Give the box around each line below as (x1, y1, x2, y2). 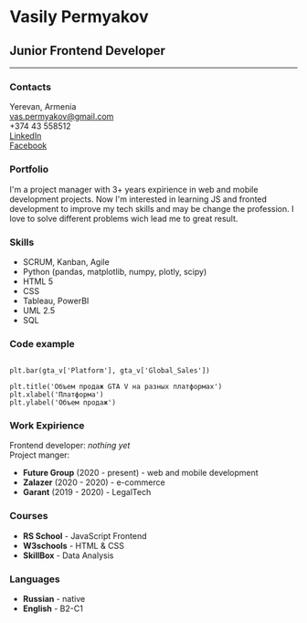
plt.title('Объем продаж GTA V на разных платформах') (9, 382, 223, 392)
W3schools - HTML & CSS (22, 540, 125, 551)
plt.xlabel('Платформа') (9, 390, 104, 399)
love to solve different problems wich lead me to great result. (9, 213, 238, 224)
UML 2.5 (22, 304, 56, 316)
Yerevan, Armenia (9, 101, 77, 112)
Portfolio (9, 163, 49, 175)
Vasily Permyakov (9, 6, 149, 27)
